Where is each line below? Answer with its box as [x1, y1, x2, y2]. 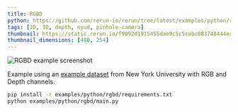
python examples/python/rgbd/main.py [7, 98, 119, 105]
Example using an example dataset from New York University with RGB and [7, 70, 227, 79]
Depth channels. [7, 77, 55, 86]
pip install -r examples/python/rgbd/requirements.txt [7, 91, 173, 99]
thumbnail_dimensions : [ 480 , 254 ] [7, 37, 110, 44]
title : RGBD [7, 10, 42, 18]
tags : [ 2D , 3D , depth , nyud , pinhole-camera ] [7, 23, 144, 30]
